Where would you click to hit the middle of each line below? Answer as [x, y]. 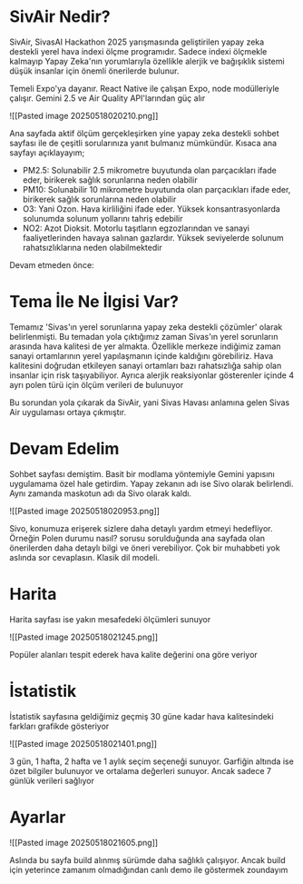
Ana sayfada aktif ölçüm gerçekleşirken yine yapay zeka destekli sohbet [144, 133]
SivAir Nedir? [60, 17]
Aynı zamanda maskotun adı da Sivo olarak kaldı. [101, 493]
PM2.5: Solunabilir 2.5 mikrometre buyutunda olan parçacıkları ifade [149, 170]
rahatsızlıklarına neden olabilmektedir [92, 247]
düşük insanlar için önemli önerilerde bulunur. [94, 71]
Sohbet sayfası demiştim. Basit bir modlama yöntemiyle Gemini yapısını [142, 473]
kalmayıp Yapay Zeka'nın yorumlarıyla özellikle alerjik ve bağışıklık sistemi [147, 61]
